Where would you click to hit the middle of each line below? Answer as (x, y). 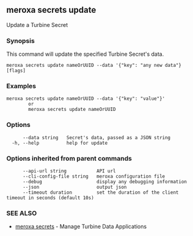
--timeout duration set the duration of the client (100, 192)
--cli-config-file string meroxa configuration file (94, 177)
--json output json (75, 187)
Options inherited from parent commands (69, 158)
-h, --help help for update (60, 143)
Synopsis (20, 40)
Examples (21, 86)
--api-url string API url (69, 171)
